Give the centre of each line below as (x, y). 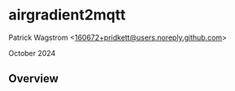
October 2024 (32, 53)
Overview (34, 79)
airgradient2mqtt (67, 15)
